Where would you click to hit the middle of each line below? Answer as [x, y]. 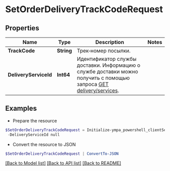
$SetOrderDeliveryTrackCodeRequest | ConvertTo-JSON [62, 154]
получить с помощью [103, 78]
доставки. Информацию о [109, 65]
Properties [22, 28]
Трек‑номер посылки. [103, 51]
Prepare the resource [35, 120]
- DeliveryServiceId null [33, 135]
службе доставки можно [107, 72]
